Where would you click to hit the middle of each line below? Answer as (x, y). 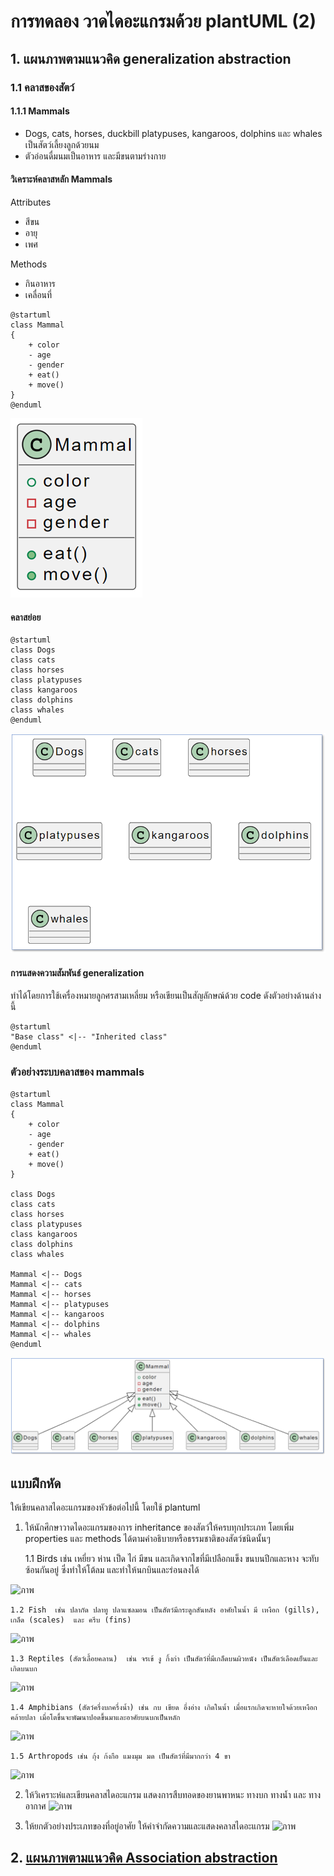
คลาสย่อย (26, 617)
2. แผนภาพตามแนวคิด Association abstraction (144, 1858)
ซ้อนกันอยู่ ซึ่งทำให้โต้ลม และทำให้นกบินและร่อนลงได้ (112, 1570)
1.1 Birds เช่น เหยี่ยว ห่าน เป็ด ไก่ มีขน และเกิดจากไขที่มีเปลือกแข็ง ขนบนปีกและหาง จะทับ (172, 1559)
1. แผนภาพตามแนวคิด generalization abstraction (151, 58)
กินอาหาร (40, 283)
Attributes (31, 202)
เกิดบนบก (24, 1669)
